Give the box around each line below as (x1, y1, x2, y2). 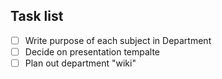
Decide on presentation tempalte (24, 45, 161, 58)
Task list (10, 8, 64, 25)
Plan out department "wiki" (24, 57, 137, 69)
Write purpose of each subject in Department (24, 34, 212, 46)
